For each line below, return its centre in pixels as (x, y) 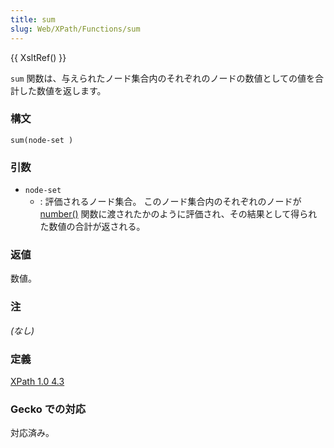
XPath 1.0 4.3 (37, 381)
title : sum (33, 19)
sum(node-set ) (42, 140)
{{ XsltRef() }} (38, 57)
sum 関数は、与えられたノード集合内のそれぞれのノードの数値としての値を (162, 78)
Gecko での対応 (48, 409)
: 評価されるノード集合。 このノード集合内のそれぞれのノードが (170, 202)
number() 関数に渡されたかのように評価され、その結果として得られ (178, 214)
